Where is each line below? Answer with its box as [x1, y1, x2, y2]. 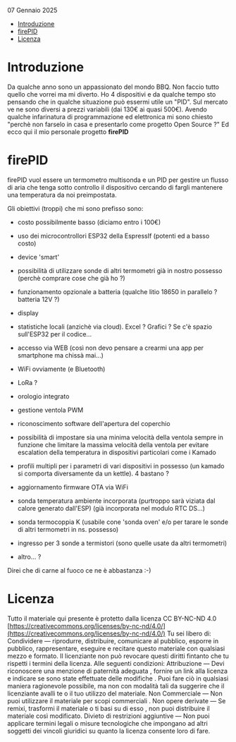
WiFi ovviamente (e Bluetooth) [17, 365, 106, 373]
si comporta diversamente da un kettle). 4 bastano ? [17, 469, 169, 478]
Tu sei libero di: [166, 629, 211, 638]
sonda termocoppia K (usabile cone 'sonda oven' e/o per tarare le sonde [17, 518, 229, 526]
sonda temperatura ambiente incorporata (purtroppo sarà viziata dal [17, 497, 216, 505]
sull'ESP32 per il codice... [17, 329, 92, 338]
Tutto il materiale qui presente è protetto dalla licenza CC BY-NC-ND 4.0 [7, 614, 217, 623]
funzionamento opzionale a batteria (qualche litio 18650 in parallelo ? [17, 287, 218, 296]
